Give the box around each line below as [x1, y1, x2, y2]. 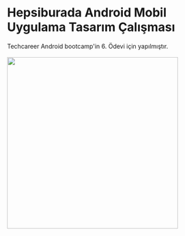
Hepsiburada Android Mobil [7, 5, 167, 21]
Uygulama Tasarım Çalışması [7, 19, 175, 35]
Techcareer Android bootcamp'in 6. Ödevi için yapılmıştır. [7, 42, 169, 50]
